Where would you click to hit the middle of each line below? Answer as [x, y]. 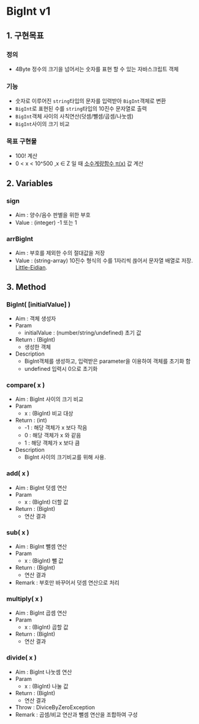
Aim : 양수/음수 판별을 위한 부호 [53, 215]
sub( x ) [18, 532]
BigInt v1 [28, 11]
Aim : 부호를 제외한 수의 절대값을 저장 [60, 253]
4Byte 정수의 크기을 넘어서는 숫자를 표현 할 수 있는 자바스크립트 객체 [97, 69]
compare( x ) [26, 385]
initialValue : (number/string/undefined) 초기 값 [83, 333]
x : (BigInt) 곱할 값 [46, 627]
